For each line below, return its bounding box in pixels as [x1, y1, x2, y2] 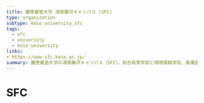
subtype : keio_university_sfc [6, 20, 83, 26]
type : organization [6, 15, 56, 21]
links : [6, 48, 23, 55]
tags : [6, 25, 20, 32]
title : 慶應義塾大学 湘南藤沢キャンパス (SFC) [6, 8, 112, 15]
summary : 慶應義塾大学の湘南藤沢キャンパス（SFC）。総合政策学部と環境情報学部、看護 [6, 59, 195, 65]
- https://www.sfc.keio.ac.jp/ [6, 54, 86, 60]
